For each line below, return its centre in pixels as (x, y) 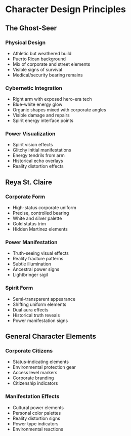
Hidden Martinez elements (40, 229)
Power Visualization (30, 134)
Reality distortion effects (38, 166)
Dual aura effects (31, 309)
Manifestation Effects (32, 397)
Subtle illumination (32, 264)
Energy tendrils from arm (38, 155)
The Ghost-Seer (31, 28)
